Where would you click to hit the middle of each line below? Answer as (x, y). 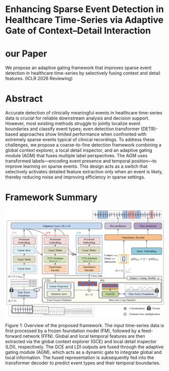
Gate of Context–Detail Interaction (78, 31)
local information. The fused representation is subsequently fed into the (80, 357)
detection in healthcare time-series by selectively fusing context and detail (83, 73)
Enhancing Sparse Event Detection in (84, 9)
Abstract (24, 99)
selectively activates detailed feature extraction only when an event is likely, (84, 172)
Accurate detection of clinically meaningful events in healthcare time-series (84, 113)
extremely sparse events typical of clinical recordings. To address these (80, 140)
